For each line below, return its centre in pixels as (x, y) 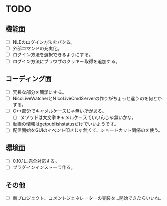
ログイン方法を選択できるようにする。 (53, 55)
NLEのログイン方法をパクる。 (44, 42)
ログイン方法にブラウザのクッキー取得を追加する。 (66, 61)
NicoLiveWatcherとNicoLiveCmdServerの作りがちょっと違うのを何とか (87, 98)
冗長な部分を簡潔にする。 (39, 92)
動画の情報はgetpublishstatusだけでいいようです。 (65, 124)
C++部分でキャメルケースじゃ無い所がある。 (60, 111)
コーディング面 (29, 79)
